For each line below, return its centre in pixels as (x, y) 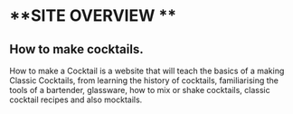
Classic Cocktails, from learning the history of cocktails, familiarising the (144, 81)
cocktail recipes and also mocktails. (76, 100)
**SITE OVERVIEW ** (93, 16)
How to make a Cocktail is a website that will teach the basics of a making (147, 71)
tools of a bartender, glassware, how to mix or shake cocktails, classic (140, 90)
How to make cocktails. (76, 49)
